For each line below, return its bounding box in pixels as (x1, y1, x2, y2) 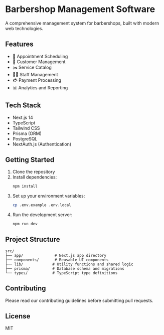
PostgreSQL (12, 135, 38, 141)
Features (5, 40, 34, 49)
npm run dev (12, 222, 38, 227)
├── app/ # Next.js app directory (5, 253, 107, 258)
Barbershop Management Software (5, 4, 155, 15)
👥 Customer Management (12, 59, 66, 65)
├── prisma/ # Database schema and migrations (5, 266, 124, 271)
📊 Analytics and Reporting (12, 84, 68, 91)
